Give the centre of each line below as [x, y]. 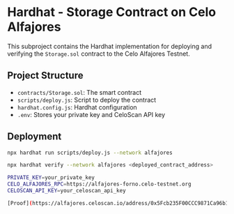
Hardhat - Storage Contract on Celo [112, 12]
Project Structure [45, 76]
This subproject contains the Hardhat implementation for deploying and [110, 46]
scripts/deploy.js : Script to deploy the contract [87, 100]
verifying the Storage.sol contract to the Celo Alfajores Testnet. [99, 54]
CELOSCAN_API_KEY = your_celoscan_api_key [67, 191]
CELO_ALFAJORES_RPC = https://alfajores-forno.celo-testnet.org [99, 184]
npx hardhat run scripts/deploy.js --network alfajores [90, 153]
